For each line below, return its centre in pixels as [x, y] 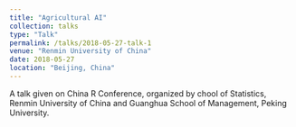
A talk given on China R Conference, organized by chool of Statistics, [138, 93]
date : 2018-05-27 [42, 59]
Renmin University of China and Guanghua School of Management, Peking [148, 103]
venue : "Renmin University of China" [81, 51]
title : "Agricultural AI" [58, 18]
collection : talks [44, 26]
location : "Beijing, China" [62, 68]
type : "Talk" [34, 34]
